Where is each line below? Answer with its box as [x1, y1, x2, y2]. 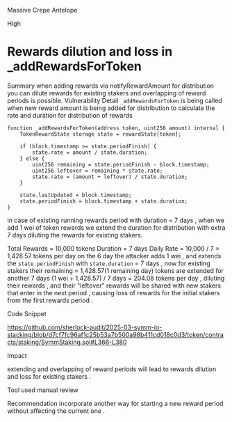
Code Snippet [7, 309, 47, 318]
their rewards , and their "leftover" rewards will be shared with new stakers [7, 281, 221, 290]
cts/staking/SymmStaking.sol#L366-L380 [7, 338, 127, 346]
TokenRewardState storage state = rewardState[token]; [19, 130, 182, 138]
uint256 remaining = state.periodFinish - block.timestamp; [32, 161, 210, 168]
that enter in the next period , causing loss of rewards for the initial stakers [7, 288, 220, 297]
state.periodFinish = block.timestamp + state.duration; [19, 198, 188, 205]
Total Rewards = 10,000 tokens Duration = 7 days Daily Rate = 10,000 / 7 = [7, 244, 220, 253]
